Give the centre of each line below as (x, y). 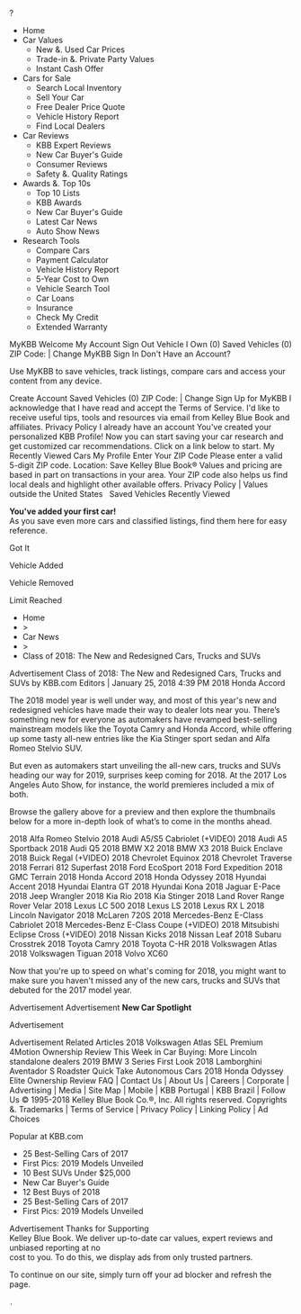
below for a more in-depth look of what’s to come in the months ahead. (141, 821)
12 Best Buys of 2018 (61, 1192)
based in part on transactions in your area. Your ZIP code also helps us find (149, 475)
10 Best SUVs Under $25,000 (76, 1173)
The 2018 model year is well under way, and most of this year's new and (143, 700)
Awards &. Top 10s (57, 183)
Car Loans (55, 298)
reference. (28, 531)
